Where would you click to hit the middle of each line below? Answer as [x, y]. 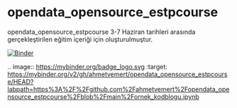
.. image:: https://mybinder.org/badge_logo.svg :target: [88, 66]
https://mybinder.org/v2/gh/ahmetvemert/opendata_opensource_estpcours [117, 74]
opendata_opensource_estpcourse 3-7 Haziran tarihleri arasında [101, 32]
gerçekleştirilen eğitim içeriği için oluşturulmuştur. [80, 39]
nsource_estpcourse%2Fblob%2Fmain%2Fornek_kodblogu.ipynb [104, 97]
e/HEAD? [21, 81]
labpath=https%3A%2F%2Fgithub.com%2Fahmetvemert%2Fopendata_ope [118, 89]
